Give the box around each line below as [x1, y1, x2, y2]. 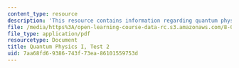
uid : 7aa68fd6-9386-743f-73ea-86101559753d [7, 50, 139, 57]
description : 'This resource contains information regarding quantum [7, 17, 218, 24]
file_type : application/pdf [7, 30, 91, 38]
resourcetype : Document [7, 37, 78, 44]
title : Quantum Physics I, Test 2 [7, 43, 110, 50]
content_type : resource [7, 10, 78, 18]
